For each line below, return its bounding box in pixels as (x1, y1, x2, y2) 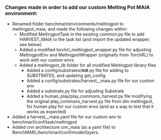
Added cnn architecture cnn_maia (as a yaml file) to (12, 124, 116, 130)
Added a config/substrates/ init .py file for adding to (26, 68, 129, 73)
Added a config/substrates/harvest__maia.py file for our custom (26, 78, 155, 84)
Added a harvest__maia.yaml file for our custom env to (12, 114, 122, 120)
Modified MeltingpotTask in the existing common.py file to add (19, 31, 145, 37)
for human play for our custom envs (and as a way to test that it (26, 104, 154, 109)
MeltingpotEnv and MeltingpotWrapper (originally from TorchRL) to (19, 52, 154, 58)
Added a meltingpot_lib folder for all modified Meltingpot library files (19, 62, 157, 68)
